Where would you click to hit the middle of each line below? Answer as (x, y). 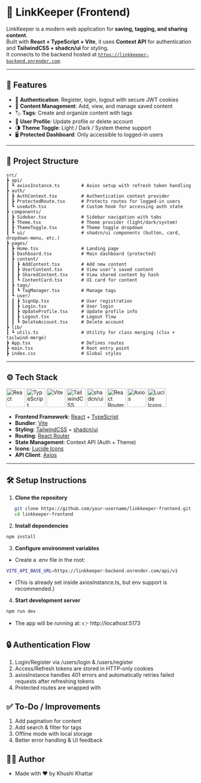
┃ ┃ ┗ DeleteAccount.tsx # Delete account (65, 322)
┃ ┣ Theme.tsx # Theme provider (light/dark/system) (92, 222)
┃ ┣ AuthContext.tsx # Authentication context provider (88, 196)
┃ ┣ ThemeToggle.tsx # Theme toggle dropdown (75, 227)
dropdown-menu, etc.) (33, 238)
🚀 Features (27, 85)
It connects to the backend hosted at (51, 54)
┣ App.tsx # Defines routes (65, 343)
